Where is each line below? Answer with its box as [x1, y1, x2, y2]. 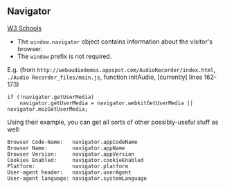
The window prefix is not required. [17, 52, 112, 60]
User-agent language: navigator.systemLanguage [7, 174, 147, 182]
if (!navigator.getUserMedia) [7, 93, 95, 100]
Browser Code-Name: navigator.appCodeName [7, 138, 138, 145]
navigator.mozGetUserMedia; [7, 105, 89, 113]
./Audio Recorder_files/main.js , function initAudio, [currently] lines [7, 73, 203, 81]
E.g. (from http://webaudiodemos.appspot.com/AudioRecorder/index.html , [7, 65, 216, 73]
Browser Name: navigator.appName [7, 145, 126, 152]
